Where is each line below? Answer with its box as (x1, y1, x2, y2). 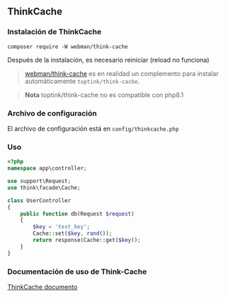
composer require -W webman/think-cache (7, 43, 129, 50)
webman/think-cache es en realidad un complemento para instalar (24, 69, 219, 77)
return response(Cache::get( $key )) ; (33, 237, 141, 244)
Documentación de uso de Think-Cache (7, 266, 147, 276)
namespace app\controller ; (7, 165, 87, 172)
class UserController (7, 197, 72, 204)
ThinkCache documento (7, 282, 78, 291)
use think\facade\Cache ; (7, 184, 81, 191)
